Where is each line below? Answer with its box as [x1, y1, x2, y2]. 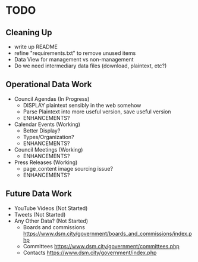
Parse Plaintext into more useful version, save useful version [23, 108, 171, 115]
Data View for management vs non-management [14, 56, 134, 63]
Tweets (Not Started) [14, 211, 66, 218]
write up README [14, 43, 58, 50]
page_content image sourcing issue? [23, 165, 114, 172]
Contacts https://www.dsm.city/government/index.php [23, 249, 157, 256]
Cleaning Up [5, 27, 52, 38]
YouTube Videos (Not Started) [14, 204, 88, 212]
